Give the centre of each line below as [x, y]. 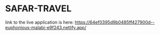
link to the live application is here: [39, 22]
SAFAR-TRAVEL [38, 9]
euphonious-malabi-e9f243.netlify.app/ [46, 27]
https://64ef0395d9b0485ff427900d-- [115, 22]
